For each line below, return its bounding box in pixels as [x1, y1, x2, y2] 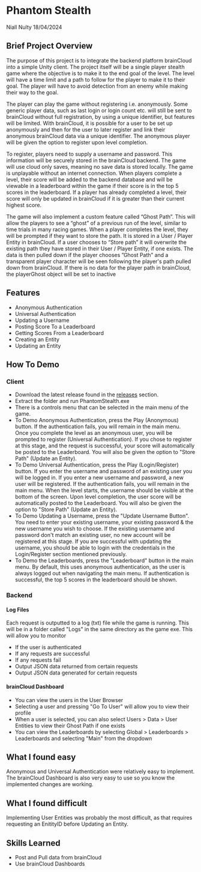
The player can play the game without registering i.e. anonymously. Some [6, 100, 188, 107]
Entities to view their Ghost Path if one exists [14, 722, 125, 729]
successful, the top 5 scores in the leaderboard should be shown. [14, 576, 178, 583]
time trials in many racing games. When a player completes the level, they [6, 226, 188, 233]
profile [14, 709, 31, 716]
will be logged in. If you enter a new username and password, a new [14, 474, 184, 481]
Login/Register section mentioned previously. [14, 551, 127, 558]
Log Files [6, 606, 29, 613]
